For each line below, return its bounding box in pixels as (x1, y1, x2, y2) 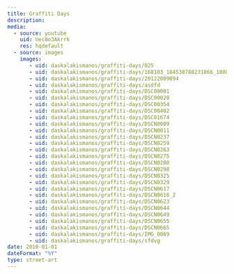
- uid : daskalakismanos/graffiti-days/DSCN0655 (29, 218, 170, 224)
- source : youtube (13, 29, 68, 37)
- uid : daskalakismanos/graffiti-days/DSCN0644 (29, 205, 170, 212)
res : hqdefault (19, 43, 64, 50)
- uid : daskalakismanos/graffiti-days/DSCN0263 (29, 146, 170, 153)
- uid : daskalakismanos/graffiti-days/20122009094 (29, 75, 179, 82)
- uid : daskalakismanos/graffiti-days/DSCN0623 (29, 198, 170, 206)
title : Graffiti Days (7, 10, 70, 17)
